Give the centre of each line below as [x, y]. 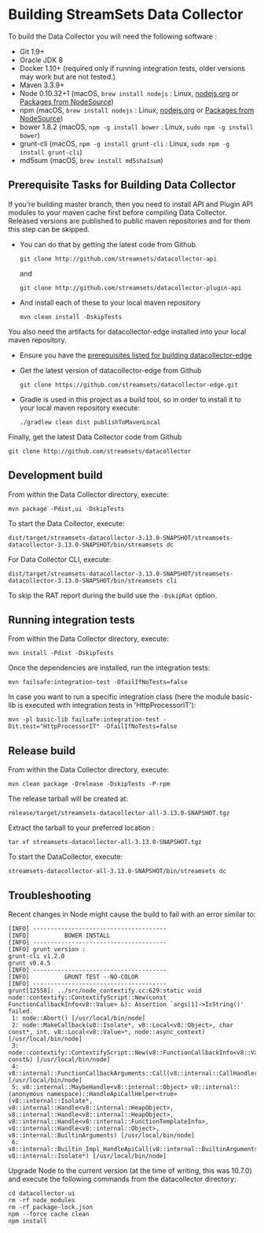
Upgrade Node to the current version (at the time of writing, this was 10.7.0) [130, 1170]
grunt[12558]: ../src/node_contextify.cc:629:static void [105, 990]
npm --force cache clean [49, 1214]
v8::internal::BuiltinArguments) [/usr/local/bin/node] [101, 1135]
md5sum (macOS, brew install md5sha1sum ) [91, 160]
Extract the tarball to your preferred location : [81, 828]
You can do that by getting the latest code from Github [108, 244]
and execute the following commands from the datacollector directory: [122, 1179]
